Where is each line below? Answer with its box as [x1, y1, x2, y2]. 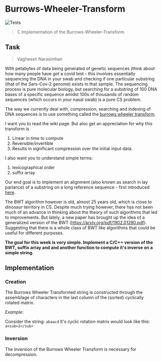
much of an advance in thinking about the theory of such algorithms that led [5, 209, 158, 215]
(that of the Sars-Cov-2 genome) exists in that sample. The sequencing [5, 81, 148, 87]
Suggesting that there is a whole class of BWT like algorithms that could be [5, 225, 156, 230]
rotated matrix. [5, 300, 35, 305]
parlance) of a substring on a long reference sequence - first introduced [5, 184, 150, 190]
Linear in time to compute [12, 135, 64, 141]
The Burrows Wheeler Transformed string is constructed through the [5, 289, 143, 295]
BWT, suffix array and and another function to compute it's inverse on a [5, 245, 153, 250]
